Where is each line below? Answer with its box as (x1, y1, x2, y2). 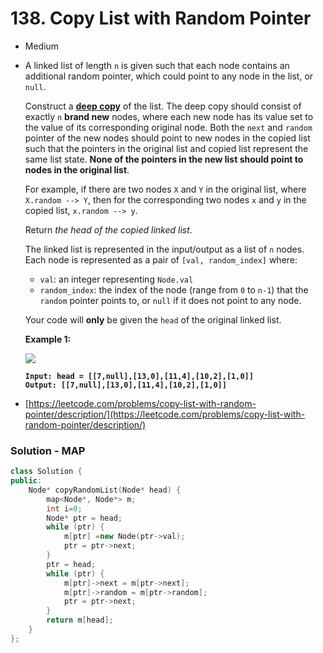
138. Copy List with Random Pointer (10, 7, 312, 30)
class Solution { (10, 467, 83, 477)
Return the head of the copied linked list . (24, 223, 193, 236)
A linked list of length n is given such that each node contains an (24, 59, 290, 71)
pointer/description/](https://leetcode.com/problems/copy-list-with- (24, 408, 306, 420)
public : (10, 476, 43, 486)
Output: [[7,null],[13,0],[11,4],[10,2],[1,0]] (24, 380, 227, 390)
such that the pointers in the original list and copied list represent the (24, 142, 309, 154)
